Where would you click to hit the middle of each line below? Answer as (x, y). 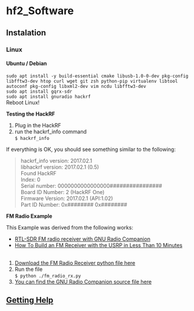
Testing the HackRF (31, 114)
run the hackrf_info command (51, 132)
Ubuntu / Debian (27, 64)
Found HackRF (39, 173)
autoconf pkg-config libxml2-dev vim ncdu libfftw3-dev (76, 86)
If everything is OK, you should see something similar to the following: (91, 149)
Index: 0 (30, 179)
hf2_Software (40, 11)
